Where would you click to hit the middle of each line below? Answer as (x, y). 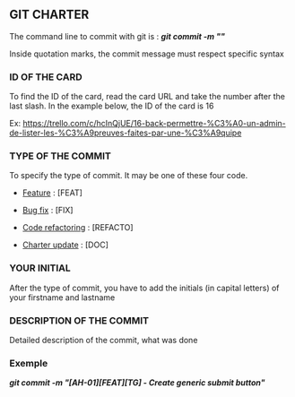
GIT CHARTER (49, 15)
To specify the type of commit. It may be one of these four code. (129, 176)
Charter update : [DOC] (65, 245)
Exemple (29, 363)
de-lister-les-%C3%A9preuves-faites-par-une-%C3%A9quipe (126, 133)
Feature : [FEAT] (52, 193)
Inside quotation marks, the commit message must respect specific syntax (147, 54)
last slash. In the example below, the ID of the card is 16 (112, 106)
